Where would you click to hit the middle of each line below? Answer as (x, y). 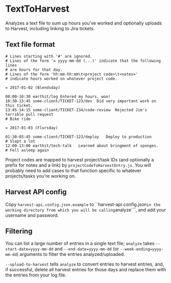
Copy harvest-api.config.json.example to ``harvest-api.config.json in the (83, 204)
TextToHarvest (38, 9)
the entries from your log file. (36, 275)
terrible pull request (29, 114)
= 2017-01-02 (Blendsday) (33, 87)
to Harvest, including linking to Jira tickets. (50, 28)
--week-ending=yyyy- (142, 249)
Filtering (19, 231)
